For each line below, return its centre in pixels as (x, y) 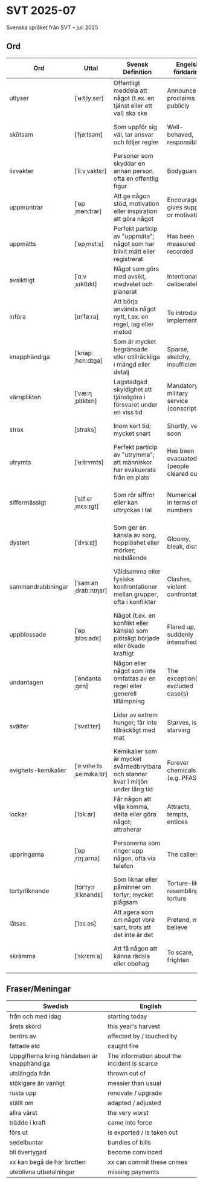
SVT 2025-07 (41, 11)
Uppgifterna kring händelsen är (53, 1055)
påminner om (133, 887)
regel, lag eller (134, 324)
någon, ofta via (135, 858)
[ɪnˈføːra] (86, 316)
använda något (135, 309)
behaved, (180, 134)
